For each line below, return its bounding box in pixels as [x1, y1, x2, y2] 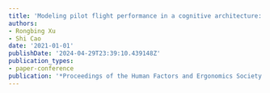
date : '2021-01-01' [8, 42, 74, 50]
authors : [8, 19, 38, 27]
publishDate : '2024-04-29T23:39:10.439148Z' [8, 49, 161, 57]
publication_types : [8, 57, 74, 66]
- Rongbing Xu [8, 27, 57, 35]
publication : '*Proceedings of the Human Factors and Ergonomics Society [8, 72, 263, 80]
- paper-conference [8, 65, 74, 73]
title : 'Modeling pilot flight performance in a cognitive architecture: [8, 11, 263, 20]
